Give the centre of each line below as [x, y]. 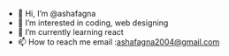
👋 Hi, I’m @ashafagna [57, 14]
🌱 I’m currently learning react [70, 32]
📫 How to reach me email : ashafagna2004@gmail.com [118, 42]
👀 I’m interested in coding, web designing [93, 23]
